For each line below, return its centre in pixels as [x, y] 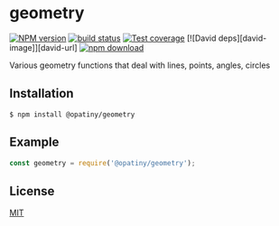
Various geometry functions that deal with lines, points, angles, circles [140, 65]
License [32, 191]
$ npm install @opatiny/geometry [72, 114]
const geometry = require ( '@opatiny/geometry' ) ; [102, 163]
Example [34, 142]
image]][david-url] [44, 47]
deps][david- [242, 38]
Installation [42, 94]
